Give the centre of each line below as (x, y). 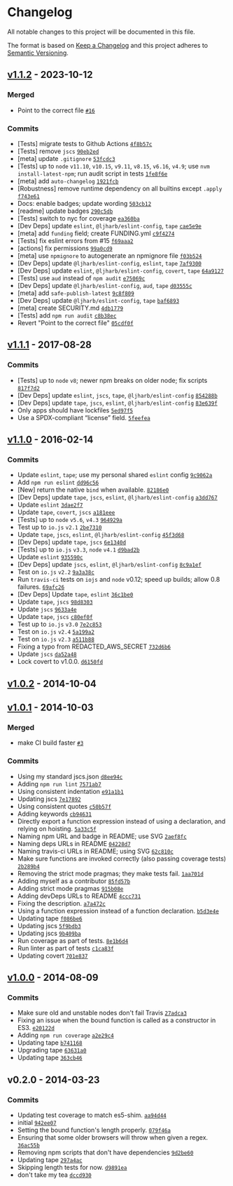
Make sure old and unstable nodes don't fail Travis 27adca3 (102, 1013)
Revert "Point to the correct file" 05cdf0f (76, 322)
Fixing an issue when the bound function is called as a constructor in (116, 1020)
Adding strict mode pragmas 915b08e (70, 888)
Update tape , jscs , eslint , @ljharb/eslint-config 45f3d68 (101, 535)
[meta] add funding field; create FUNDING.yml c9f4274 (96, 233)
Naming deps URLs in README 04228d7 (74, 843)
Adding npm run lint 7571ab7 (59, 783)
